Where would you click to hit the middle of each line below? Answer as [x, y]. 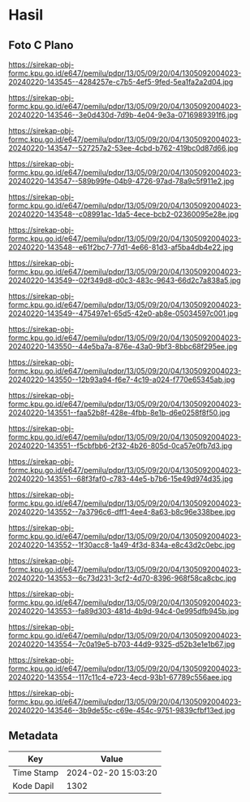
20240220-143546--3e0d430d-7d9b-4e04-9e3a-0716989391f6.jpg [123, 115]
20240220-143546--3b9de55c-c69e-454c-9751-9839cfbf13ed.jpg [122, 710]
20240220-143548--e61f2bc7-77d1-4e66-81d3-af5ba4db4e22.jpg [121, 247]
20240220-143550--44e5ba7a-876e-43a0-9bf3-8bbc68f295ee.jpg [123, 346]
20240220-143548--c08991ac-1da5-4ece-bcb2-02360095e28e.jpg [124, 214]
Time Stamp [36, 773]
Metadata [33, 736]
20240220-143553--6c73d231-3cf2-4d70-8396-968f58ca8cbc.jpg [123, 578]
